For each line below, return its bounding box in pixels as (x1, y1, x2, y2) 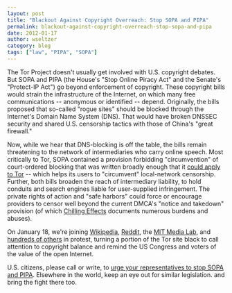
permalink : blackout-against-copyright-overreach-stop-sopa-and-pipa (7, 23, 213, 30)
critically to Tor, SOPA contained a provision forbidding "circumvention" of (7, 155, 219, 163)
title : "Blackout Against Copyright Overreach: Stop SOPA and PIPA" (7, 17, 209, 24)
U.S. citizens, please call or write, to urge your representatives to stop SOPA (7, 263, 224, 271)
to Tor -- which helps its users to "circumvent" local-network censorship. (7, 169, 216, 178)
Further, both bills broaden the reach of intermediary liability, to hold (7, 177, 202, 185)
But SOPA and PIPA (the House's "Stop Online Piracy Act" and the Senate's (7, 75, 222, 83)
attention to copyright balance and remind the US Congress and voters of (7, 242, 217, 251)
